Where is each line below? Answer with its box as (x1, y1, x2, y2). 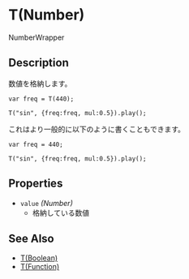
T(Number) (8, 6, 85, 24)
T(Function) (19, 262, 60, 272)
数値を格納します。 (8, 79, 72, 88)
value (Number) (19, 198, 73, 208)
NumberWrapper (8, 32, 65, 42)
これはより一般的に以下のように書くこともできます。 (8, 124, 185, 134)
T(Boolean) (19, 253, 58, 263)
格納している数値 (32, 208, 90, 217)
